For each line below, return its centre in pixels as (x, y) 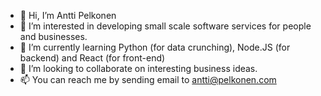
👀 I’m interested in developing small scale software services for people (165, 26)
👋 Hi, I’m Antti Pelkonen (68, 15)
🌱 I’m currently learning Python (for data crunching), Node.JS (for (155, 47)
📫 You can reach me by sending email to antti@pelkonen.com (148, 79)
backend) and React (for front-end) (92, 58)
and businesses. (53, 36)
